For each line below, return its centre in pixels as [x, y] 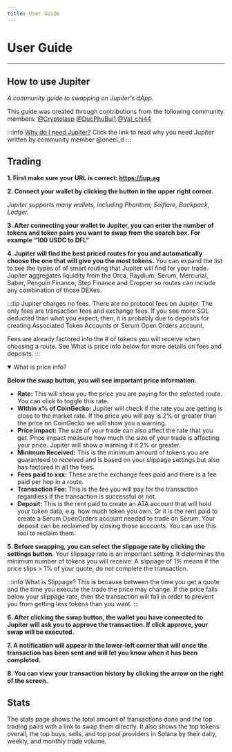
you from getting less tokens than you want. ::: [73, 604]
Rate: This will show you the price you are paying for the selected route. [119, 394]
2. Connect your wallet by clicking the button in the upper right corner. [110, 191]
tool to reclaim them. [46, 533]
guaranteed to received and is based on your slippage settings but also [118, 460]
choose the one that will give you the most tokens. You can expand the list [115, 261]
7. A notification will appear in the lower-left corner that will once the [107, 646]
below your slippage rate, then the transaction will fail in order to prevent [110, 597]
